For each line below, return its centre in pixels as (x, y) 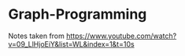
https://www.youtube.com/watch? (121, 36)
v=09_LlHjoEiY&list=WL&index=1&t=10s (72, 44)
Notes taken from (37, 36)
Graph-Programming (78, 14)
